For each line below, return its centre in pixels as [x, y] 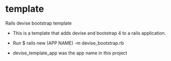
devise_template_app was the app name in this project [70, 53]
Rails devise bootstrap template [38, 23]
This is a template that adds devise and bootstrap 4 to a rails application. [89, 33]
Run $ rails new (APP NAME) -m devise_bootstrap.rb [68, 43]
